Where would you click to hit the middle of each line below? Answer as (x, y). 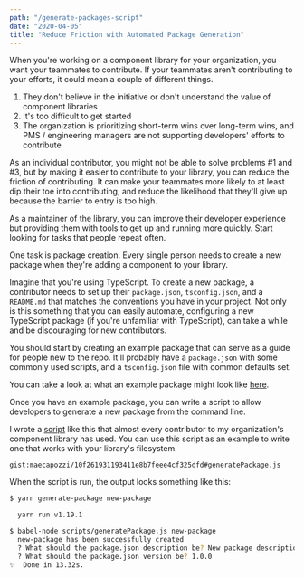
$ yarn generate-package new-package (81, 498)
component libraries (60, 107)
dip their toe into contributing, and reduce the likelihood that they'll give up (148, 192)
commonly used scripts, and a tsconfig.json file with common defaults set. (150, 367)
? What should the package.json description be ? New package (135, 548)
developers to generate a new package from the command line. (128, 411)
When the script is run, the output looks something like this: (120, 482)
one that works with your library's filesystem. (94, 449)
